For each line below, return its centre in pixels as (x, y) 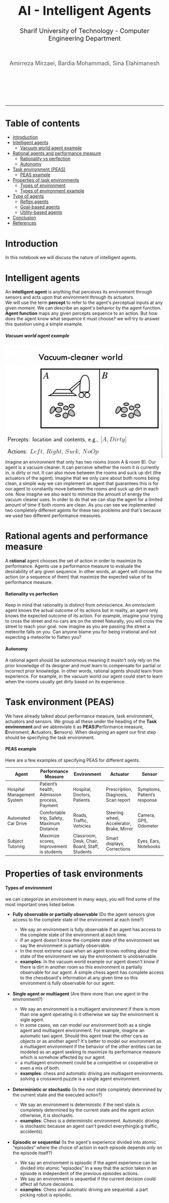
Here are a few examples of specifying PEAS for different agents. (73, 760)
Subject (15, 841)
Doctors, (82, 795)
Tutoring (16, 846)
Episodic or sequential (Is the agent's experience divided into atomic (84, 1142)
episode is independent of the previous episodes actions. (79, 1173)
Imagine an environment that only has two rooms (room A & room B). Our (81, 462)
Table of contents (43, 123)
